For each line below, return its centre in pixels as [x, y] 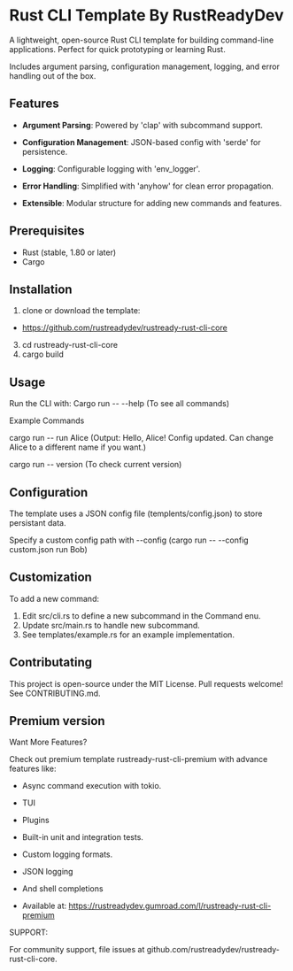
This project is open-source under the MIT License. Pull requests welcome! [146, 683]
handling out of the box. [53, 75]
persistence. [45, 151]
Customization [51, 578]
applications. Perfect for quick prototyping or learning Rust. [117, 49]
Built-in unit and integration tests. [83, 837]
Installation [41, 289]
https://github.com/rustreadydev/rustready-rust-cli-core [124, 328]
